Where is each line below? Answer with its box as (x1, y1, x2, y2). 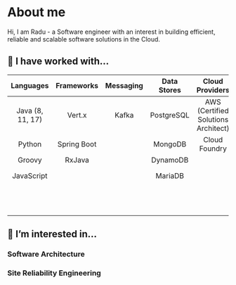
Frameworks (55, 80, 99, 90)
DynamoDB (150, 155, 189, 165)
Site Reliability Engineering (7, 268, 102, 278)
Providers (196, 85, 230, 95)
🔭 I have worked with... (7, 56, 110, 68)
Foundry (199, 144, 227, 153)
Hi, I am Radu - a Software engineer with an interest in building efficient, (7, 27, 216, 36)
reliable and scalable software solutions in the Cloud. (7, 34, 160, 43)
